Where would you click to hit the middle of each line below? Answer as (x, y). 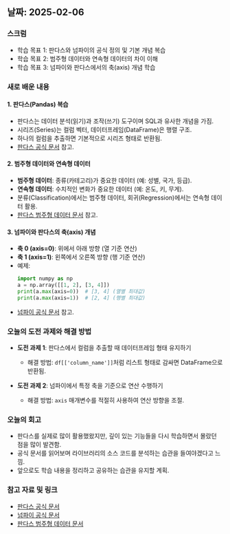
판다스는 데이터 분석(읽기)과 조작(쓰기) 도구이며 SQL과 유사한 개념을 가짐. (115, 121)
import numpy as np (45, 279)
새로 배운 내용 (28, 87)
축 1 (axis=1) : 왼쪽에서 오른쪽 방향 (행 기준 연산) (81, 257)
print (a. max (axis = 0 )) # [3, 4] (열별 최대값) (81, 291)
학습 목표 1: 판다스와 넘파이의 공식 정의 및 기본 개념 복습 (91, 50)
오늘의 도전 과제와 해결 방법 (49, 331)
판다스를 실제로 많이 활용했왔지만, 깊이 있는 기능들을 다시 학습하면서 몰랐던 (117, 436)
